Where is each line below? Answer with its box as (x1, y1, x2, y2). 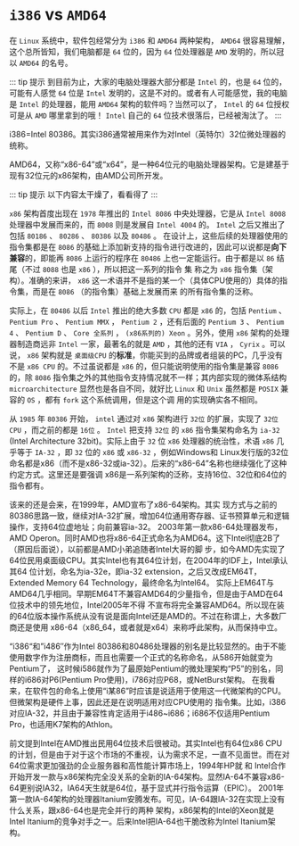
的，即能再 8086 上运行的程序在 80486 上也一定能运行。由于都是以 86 (25, 253, 275, 263)
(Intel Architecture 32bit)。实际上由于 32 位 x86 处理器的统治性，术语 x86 (9, 435, 274, 446)
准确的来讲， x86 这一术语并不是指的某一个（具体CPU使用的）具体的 (28, 275, 280, 286)
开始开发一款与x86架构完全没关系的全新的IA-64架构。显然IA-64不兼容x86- (9, 771, 285, 782)
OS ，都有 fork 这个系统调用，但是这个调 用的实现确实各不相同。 (26, 394, 263, 405)
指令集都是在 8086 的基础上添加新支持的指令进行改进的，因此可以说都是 (9, 241, 271, 252)
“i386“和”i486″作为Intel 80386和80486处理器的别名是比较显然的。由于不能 (9, 641, 287, 651)
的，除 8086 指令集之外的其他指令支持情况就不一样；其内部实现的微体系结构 (9, 371, 287, 383)
